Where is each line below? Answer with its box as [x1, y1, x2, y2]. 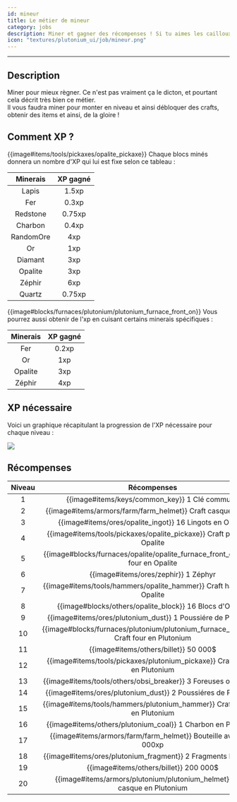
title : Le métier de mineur [7, 17, 90, 24]
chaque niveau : [7, 428, 54, 436]
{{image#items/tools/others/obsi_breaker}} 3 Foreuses [43, 676, 224, 686]
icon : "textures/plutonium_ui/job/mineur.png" [7, 37, 147, 44]
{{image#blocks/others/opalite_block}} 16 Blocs [56, 601, 217, 611]
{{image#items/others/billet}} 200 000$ [87, 763, 219, 773]
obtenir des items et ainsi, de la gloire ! [7, 110, 120, 119]
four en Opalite [128, 558, 178, 568]
